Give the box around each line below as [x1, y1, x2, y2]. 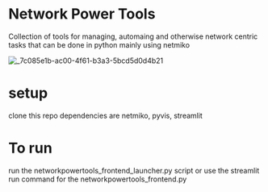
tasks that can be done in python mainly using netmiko [8, 40, 191, 49]
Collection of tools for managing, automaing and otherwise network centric [8, 31, 258, 41]
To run [8, 139, 52, 157]
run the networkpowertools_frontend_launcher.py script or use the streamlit [8, 165, 260, 175]
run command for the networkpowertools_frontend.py [8, 174, 187, 184]
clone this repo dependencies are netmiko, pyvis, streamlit [8, 111, 203, 120]
